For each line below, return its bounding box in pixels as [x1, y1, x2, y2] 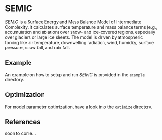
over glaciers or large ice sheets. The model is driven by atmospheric [5, 34, 143, 40]
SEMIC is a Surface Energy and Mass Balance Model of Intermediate [5, 19, 142, 25]
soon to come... [5, 130, 36, 136]
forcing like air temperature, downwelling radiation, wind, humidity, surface [5, 39, 154, 45]
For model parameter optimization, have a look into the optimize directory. [5, 104, 153, 109]
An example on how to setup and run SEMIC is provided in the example [5, 71, 145, 78]
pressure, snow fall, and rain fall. [5, 45, 70, 50]
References [5, 117, 41, 126]
